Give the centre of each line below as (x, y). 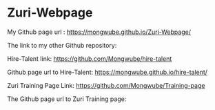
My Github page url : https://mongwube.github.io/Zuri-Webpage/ (99, 32)
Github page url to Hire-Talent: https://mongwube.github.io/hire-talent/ (107, 72)
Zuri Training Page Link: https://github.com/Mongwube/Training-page (106, 85)
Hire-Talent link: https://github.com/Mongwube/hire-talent (90, 58)
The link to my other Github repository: (62, 45)
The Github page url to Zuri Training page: (67, 99)
